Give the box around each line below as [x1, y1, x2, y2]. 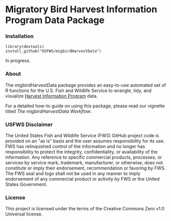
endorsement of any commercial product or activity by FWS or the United [5, 176, 160, 182]
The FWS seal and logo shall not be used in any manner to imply [5, 170, 140, 177]
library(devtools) [5, 44, 44, 50]
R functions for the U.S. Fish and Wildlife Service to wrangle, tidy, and [5, 87, 152, 93]
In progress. [5, 58, 31, 64]
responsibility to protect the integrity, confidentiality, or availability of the [5, 149, 158, 155]
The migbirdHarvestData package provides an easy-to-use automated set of [5, 82, 166, 88]
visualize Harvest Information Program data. [5, 93, 98, 99]
